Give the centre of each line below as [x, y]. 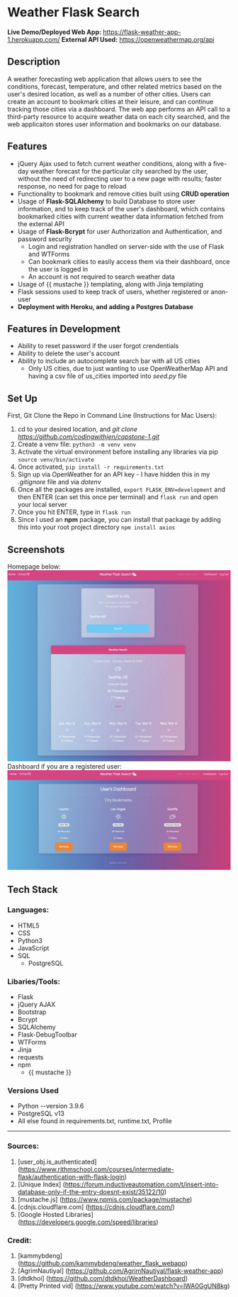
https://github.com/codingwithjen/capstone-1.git [89, 437]
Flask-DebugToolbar [47, 1035]
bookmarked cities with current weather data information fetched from [120, 216]
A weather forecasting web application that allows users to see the [104, 79]
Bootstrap [32, 1012]
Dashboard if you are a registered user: [64, 767]
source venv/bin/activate [56, 460]
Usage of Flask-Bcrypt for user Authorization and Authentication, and [119, 231]
